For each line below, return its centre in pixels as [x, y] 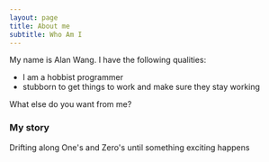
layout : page [34, 18]
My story [29, 128]
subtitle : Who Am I [46, 34]
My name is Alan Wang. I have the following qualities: [108, 60]
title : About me [40, 26]
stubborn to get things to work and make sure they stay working [141, 87]
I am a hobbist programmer [73, 77]
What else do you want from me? [71, 104]
